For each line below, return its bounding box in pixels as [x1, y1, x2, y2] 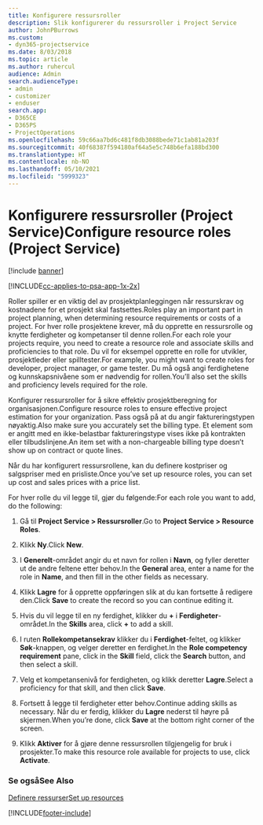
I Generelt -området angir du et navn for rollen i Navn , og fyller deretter [19, 555, 250, 564]
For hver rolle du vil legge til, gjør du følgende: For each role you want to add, [8, 493, 256, 502]
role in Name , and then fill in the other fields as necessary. [19, 572, 209, 581]
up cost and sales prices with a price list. [8, 477, 141, 486]
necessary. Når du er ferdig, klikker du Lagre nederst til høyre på [19, 706, 229, 716]
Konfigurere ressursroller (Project [8, 206, 233, 224]
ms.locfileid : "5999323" [8, 172, 89, 181]
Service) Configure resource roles [8, 224, 232, 241]
